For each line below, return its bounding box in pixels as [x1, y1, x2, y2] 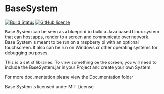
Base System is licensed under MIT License [5, 83, 94, 89]
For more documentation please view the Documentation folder [5, 74, 134, 80]
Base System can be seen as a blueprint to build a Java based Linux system [5, 29, 159, 34]
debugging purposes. [5, 50, 49, 56]
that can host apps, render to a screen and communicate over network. [5, 34, 150, 40]
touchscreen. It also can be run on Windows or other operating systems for [5, 44, 158, 50]
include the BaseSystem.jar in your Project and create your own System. [5, 64, 152, 70]
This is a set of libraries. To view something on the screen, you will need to [5, 59, 157, 65]
